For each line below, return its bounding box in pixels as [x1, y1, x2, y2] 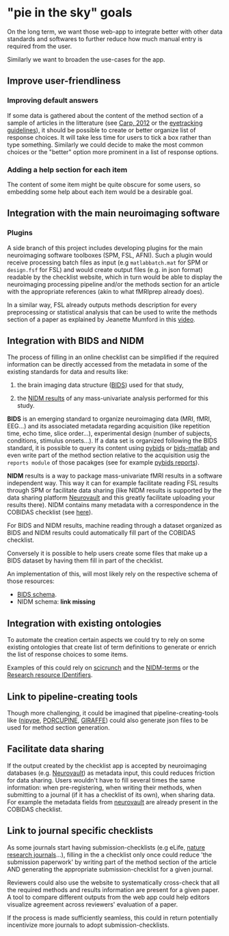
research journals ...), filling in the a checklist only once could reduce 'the [7, 850, 212, 859]
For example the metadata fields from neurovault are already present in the [7, 798, 219, 806]
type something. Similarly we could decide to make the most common [7, 140, 204, 149]
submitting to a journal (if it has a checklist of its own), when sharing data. [7, 790, 215, 799]
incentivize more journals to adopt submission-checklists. [7, 920, 170, 929]
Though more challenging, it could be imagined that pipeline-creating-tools [7, 709, 219, 717]
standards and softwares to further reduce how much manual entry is [7, 34, 203, 42]
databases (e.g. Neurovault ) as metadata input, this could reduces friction [7, 769, 215, 777]
